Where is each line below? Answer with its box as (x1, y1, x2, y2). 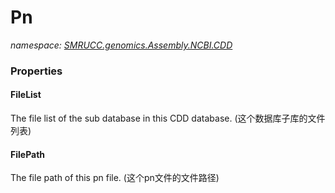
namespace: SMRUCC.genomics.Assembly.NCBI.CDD (10, 39, 233, 51)
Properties (10, 64, 63, 78)
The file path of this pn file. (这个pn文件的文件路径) (10, 172, 220, 184)
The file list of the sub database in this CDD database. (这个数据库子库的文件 (10, 112, 326, 125)
